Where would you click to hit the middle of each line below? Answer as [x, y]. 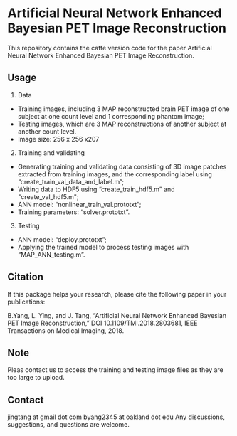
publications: [26, 302]
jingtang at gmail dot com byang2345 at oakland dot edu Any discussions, [116, 417]
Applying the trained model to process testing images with [103, 247]
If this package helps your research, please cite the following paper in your [117, 294]
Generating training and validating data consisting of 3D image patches [122, 166]
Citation [26, 277]
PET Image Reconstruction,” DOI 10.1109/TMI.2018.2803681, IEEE [102, 323]
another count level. [47, 131]
